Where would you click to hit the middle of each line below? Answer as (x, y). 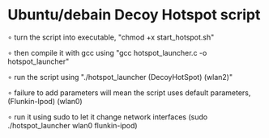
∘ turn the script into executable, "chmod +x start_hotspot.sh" (111, 37)
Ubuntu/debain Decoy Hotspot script (134, 15)
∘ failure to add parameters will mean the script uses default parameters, (129, 92)
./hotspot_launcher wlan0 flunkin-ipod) (73, 125)
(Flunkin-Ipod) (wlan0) (45, 101)
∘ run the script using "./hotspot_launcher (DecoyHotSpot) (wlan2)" (120, 77)
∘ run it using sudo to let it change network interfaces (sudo (108, 117)
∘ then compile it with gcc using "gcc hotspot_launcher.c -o (107, 52)
